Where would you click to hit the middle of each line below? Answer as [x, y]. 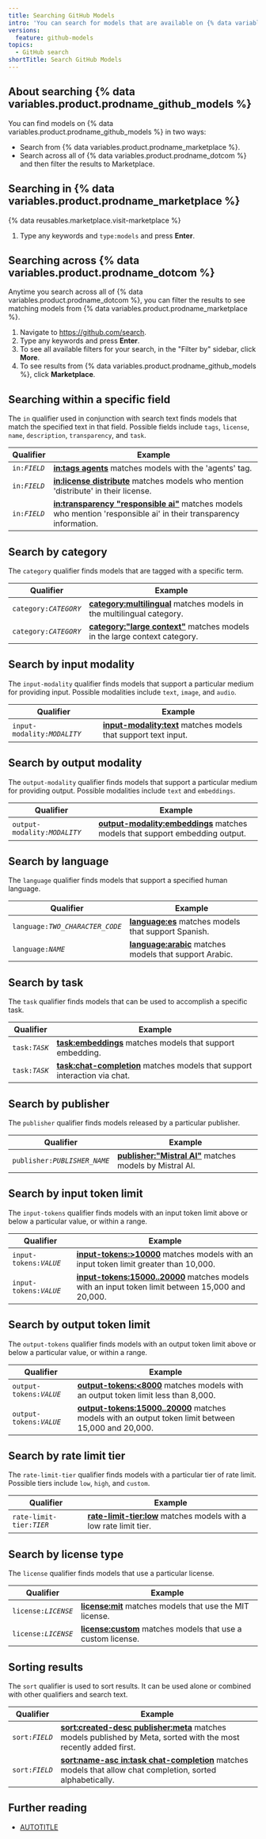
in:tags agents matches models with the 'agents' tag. [153, 468]
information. [76, 524]
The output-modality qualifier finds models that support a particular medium [133, 782]
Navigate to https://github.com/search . [83, 333]
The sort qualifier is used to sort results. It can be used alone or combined [130, 1686]
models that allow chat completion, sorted [138, 1770]
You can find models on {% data [61, 123]
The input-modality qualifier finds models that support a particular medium [131, 683]
